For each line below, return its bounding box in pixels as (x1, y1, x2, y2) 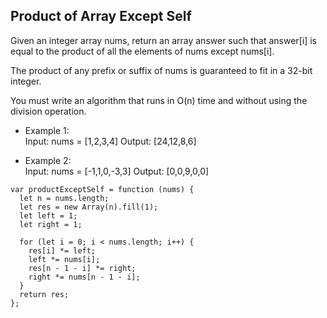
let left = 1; (19, 210, 78, 221)
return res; (19, 289, 70, 299)
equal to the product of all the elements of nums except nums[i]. (10, 45, 275, 57)
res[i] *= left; (28, 245, 97, 256)
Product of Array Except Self (10, 8, 192, 25)
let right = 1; (19, 219, 83, 229)
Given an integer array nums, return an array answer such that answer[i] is (10, 34, 317, 46)
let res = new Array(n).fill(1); (19, 202, 159, 212)
